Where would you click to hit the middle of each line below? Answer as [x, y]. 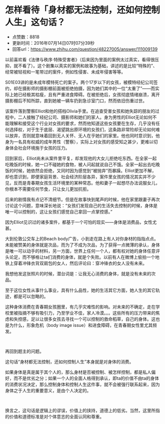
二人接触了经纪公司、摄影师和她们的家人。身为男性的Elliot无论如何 [85, 117]
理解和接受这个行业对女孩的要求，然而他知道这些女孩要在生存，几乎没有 [82, 123]
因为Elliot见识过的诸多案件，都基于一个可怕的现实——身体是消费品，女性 [79, 222]
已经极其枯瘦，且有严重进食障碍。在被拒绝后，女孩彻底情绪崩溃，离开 [89, 94]
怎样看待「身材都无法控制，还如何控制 [83, 10]
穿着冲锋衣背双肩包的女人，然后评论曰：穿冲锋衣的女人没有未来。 [80, 263]
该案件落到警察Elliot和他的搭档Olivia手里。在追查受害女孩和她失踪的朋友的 [80, 111]
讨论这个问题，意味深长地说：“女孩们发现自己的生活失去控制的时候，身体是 [82, 205]
